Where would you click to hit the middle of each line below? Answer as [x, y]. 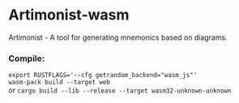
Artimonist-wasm [69, 15]
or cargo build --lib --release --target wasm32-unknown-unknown [120, 90]
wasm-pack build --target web [60, 83]
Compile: [27, 58]
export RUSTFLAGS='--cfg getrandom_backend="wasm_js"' [103, 75]
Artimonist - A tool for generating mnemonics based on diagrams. [118, 37]
